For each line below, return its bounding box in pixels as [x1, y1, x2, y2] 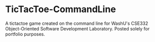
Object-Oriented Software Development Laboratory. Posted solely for [5, 25, 150, 31]
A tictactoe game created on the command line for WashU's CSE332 [5, 20, 148, 26]
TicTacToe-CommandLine [5, 4, 117, 15]
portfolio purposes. [5, 31, 46, 37]
